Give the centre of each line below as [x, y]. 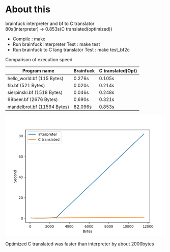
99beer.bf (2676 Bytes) [33, 99]
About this [28, 9]
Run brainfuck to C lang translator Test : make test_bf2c [71, 49]
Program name [38, 71]
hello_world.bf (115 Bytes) [35, 78]
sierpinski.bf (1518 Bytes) [35, 92]
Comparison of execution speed [39, 59]
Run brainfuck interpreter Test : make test [56, 44]
